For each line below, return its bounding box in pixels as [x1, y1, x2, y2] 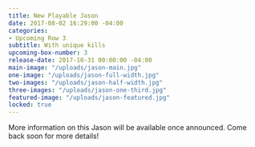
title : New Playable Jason [8, 11, 99, 20]
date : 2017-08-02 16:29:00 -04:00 [8, 19, 124, 27]
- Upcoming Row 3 [8, 34, 67, 42]
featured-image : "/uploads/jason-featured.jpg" [8, 93, 171, 101]
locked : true [8, 101, 52, 109]
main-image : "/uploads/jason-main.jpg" [8, 64, 142, 72]
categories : [8, 26, 48, 34]
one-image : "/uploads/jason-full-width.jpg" [8, 71, 160, 79]
